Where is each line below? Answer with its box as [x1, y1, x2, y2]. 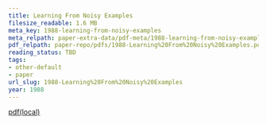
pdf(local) [8, 107, 41, 117]
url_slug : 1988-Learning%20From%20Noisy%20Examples [8, 78, 183, 86]
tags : [8, 56, 26, 64]
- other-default [8, 64, 62, 72]
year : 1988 [8, 85, 44, 94]
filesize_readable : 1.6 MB [8, 19, 98, 27]
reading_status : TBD [8, 48, 77, 56]
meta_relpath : [8, 33, 56, 42]
